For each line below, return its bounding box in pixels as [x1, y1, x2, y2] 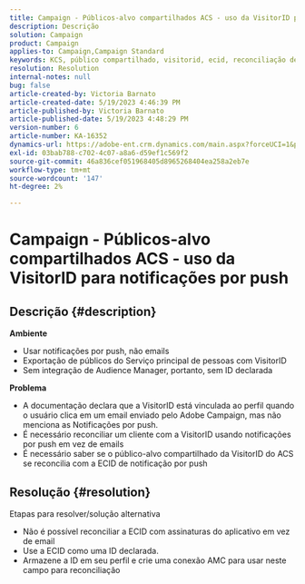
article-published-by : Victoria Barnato [9, 106, 165, 115]
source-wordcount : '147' [9, 173, 103, 183]
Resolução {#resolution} [9, 484, 152, 500]
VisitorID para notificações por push [9, 268, 289, 289]
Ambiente [9, 328, 48, 339]
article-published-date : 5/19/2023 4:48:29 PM [9, 114, 189, 124]
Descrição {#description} [9, 303, 157, 319]
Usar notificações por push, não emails [22, 346, 170, 357]
